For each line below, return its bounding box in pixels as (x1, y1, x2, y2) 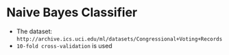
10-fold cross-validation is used (16, 41, 112, 50)
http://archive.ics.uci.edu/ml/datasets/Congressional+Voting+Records (16, 35, 223, 42)
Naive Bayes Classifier (6, 5, 138, 20)
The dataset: (16, 27, 53, 35)
